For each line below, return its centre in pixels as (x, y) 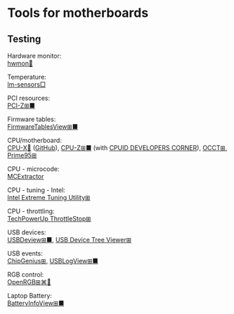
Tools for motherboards (78, 13)
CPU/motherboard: (34, 140)
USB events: (25, 253)
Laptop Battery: (30, 296)
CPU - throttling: (31, 211)
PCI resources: (29, 98)
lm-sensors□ (27, 84)
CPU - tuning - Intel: (36, 190)
